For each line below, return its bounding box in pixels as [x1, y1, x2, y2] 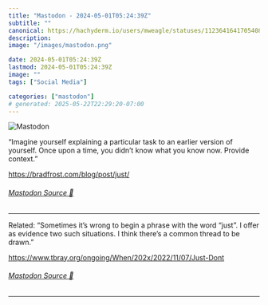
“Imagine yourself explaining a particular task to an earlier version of [8, 137, 233, 147]
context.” [8, 154, 38, 164]
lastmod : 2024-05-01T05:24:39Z [8, 63, 112, 72]
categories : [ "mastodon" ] [8, 93, 94, 101]
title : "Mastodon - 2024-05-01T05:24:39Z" [8, 11, 152, 20]
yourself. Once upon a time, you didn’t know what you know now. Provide [8, 145, 250, 156]
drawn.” [8, 237, 34, 247]
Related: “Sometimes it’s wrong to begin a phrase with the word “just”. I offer [8, 220, 259, 230]
